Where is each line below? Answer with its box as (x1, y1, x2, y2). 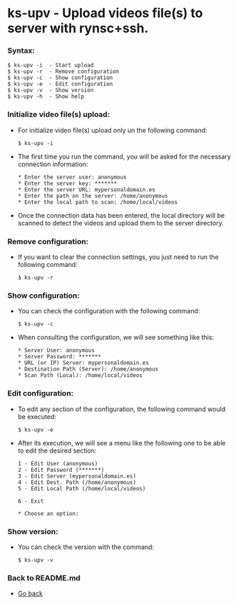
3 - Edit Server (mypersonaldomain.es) (17, 473, 137, 480)
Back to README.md (7, 573, 81, 583)
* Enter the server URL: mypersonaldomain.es (17, 186, 155, 193)
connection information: (17, 159, 88, 168)
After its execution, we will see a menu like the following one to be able (17, 438, 226, 447)
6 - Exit (17, 498, 44, 505)
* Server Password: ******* (17, 353, 101, 361)
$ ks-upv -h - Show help (7, 93, 84, 101)
